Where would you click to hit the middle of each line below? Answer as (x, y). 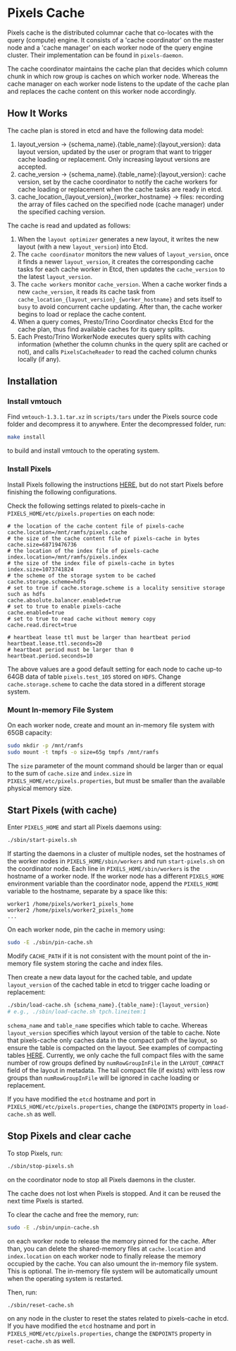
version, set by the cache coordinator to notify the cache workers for (118, 181)
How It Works (38, 113)
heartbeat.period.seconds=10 (50, 656)
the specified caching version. (61, 212)
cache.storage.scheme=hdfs (47, 582)
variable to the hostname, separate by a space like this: (87, 891)
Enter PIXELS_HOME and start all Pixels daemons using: (85, 827)
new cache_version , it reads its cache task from (86, 292)
